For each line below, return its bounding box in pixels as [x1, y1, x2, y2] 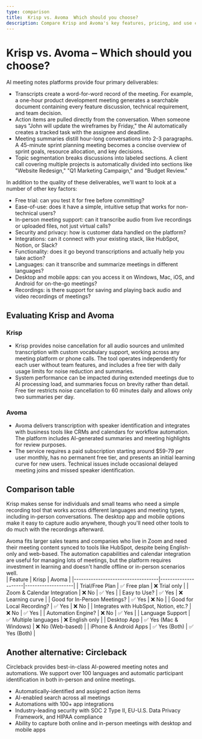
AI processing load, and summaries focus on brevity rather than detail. [14, 381, 189, 387]
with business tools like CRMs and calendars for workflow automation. [14, 428, 189, 435]
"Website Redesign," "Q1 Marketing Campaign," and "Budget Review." [14, 167, 188, 175]
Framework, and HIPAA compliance [14, 713, 103, 720]
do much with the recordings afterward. [6, 526, 105, 533]
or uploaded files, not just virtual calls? [14, 222, 111, 229]
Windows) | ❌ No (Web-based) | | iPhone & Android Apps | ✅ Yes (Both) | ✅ [6, 623, 194, 630]
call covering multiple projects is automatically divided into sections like [14, 161, 192, 168]
